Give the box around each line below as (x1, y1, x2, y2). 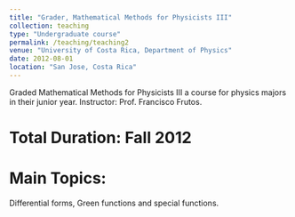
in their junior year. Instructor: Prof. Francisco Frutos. (9, 96, 203, 107)
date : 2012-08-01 (9, 54, 74, 63)
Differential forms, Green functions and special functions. (9, 197, 219, 208)
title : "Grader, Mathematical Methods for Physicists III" (9, 12, 233, 22)
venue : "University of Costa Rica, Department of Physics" (9, 46, 233, 55)
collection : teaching (9, 21, 90, 30)
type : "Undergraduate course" (9, 29, 122, 38)
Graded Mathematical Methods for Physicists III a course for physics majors (9, 86, 287, 98)
